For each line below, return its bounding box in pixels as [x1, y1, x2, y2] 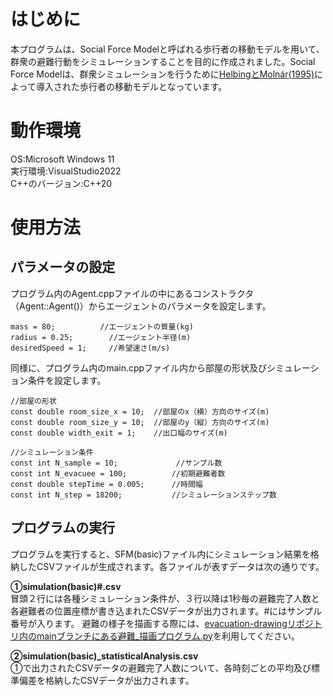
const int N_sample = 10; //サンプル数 [10, 458, 223, 468]
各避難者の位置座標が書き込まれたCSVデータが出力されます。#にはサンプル [10, 605, 322, 617]
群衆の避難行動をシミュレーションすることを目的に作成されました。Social [10, 55, 316, 67]
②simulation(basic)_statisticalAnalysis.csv [10, 650, 199, 662]
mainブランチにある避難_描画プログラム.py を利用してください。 [36, 630, 301, 642]
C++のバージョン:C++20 [10, 177, 113, 189]
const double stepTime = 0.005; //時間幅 [10, 479, 203, 489]
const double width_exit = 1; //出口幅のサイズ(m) [10, 428, 228, 438]
